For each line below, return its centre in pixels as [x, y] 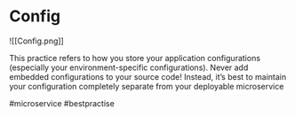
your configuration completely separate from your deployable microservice [147, 86]
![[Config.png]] [36, 41]
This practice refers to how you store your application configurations [135, 58]
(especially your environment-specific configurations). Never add [129, 67]
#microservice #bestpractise [62, 103]
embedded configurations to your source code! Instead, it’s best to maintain [148, 76]
